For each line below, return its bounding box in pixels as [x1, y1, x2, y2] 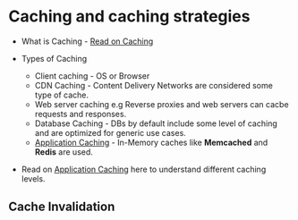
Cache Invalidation [8, 199, 115, 215]
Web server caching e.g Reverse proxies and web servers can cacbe [34, 98, 289, 109]
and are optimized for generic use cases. [34, 127, 187, 138]
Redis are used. [34, 146, 93, 157]
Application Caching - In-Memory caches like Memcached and [34, 137, 268, 148]
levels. [21, 173, 46, 184]
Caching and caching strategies [8, 6, 251, 27]
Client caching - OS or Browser [34, 70, 150, 81]
